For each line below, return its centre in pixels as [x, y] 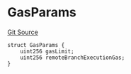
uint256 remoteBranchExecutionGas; [73, 58]
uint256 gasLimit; [47, 51]
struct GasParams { [36, 45]
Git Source [23, 32]
